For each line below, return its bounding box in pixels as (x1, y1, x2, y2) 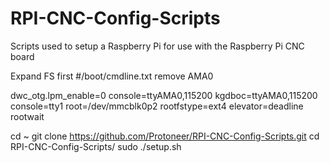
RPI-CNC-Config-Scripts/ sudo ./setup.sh (10, 140, 182, 152)
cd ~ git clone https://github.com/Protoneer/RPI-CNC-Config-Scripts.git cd (10, 130, 320, 142)
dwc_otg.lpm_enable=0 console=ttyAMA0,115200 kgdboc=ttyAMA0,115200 (10, 89, 318, 101)
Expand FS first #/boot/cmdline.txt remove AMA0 (10, 70, 214, 82)
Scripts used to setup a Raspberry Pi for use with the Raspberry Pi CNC (10, 40, 305, 52)
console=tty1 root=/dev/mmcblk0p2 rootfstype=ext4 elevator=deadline (10, 100, 304, 112)
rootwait (10, 110, 45, 122)
